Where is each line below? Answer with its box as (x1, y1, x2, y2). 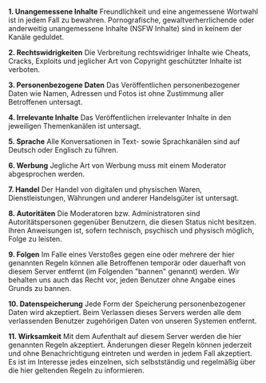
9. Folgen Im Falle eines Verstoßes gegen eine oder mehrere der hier (8, 249, 235, 259)
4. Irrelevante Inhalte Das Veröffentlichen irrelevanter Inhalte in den (8, 113, 232, 122)
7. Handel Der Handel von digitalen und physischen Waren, (8, 185, 202, 194)
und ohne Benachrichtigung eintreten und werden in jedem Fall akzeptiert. (8, 349, 252, 358)
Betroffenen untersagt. (8, 98, 83, 106)
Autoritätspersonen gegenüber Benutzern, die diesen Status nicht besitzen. (8, 217, 257, 226)
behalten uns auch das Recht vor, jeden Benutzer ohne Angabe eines (8, 275, 236, 285)
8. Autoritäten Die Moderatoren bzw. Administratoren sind (8, 209, 200, 218)
